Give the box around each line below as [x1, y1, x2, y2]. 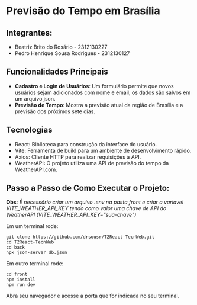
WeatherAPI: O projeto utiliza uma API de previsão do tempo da [14, 159, 169, 166]
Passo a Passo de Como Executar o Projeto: [6, 183, 170, 193]
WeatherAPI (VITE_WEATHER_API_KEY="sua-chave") [6, 211, 137, 219]
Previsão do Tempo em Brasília [6, 4, 161, 18]
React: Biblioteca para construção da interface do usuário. [14, 140, 157, 147]
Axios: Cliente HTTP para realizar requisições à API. [14, 153, 141, 160]
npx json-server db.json [6, 250, 67, 256]
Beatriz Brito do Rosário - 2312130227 [14, 43, 108, 50]
